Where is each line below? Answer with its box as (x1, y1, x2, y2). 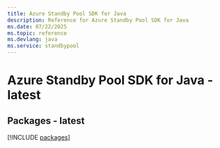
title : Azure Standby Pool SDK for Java (7, 10, 127, 17)
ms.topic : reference (7, 29, 68, 37)
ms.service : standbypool (7, 42, 80, 49)
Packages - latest (7, 115, 85, 126)
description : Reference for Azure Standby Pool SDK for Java (7, 17, 189, 24)
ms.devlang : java (7, 36, 58, 43)
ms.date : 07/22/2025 (7, 23, 68, 30)
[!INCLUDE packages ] (7, 133, 71, 141)
